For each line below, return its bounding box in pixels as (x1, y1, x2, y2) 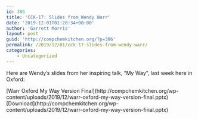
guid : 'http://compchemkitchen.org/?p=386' (6, 36, 116, 42)
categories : (6, 48, 36, 54)
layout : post (6, 31, 39, 37)
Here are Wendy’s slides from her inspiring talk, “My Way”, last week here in (6, 69, 193, 76)
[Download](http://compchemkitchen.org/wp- (6, 99, 119, 107)
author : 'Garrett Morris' (6, 25, 70, 32)
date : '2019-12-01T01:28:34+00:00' (6, 20, 95, 26)
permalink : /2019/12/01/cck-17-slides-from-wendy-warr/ (6, 42, 148, 48)
